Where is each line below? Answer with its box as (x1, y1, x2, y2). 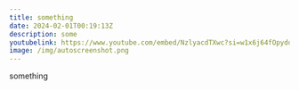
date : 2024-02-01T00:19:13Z (9, 21, 114, 30)
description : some (9, 29, 77, 38)
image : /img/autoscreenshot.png (9, 46, 129, 55)
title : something (9, 12, 74, 22)
